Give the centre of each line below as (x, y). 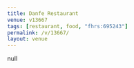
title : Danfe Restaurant (43, 13)
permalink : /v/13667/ (38, 33)
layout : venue (28, 39)
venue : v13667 (28, 20)
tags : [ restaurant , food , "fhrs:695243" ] (68, 26)
